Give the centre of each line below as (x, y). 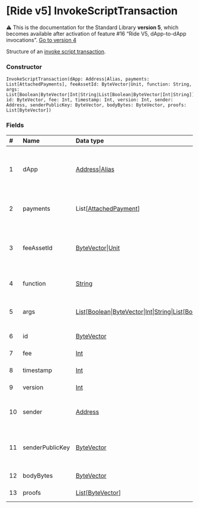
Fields (15, 125)
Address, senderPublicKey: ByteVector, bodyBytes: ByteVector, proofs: (96, 105)
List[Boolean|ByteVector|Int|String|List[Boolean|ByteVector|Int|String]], (102, 95)
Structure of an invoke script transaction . (56, 51)
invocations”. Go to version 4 (41, 40)
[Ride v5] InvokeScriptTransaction (92, 11)
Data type (90, 141)
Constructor (24, 66)
